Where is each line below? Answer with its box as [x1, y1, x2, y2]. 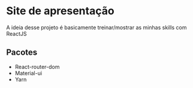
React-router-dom [14, 63, 60, 70]
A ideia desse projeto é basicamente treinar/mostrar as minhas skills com [6, 24, 187, 31]
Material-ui [14, 70, 43, 77]
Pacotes [6, 48, 38, 58]
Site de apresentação [6, 4, 115, 18]
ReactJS [6, 30, 27, 37]
